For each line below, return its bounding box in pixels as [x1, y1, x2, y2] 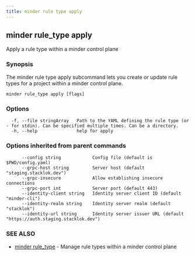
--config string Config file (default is [21, 155, 153, 161]
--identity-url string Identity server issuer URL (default [21, 211, 184, 217]
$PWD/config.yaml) [6, 160, 51, 166]
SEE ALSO [6, 230, 36, 238]
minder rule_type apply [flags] [6, 91, 85, 97]
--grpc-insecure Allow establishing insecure [21, 175, 163, 181]
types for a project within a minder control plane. [6, 79, 124, 87]
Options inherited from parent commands [6, 141, 127, 150]
